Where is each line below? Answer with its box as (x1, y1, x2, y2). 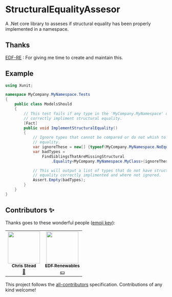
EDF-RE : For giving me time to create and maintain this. (5, 54, 123, 60)
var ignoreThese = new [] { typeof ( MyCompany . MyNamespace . (32, 144, 157, 150)
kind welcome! (5, 287, 36, 293)
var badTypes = (32, 149, 66, 154)
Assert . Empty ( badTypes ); (32, 178, 86, 183)
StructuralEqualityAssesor (5, 4, 120, 15)
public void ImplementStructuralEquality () (24, 125, 118, 131)
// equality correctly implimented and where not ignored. (32, 173, 161, 178)
